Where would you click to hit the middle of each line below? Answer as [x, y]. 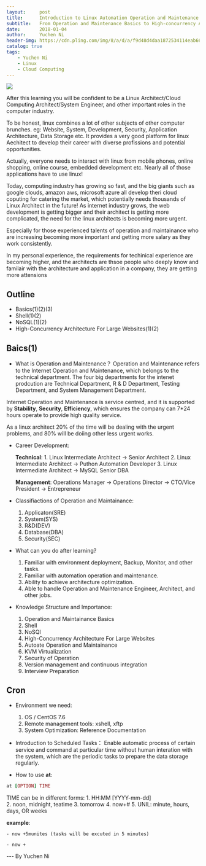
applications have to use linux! [44, 174]
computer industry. [30, 111]
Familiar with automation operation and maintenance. [91, 575]
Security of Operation [52, 658]
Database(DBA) [44, 532]
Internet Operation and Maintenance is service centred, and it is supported [101, 402]
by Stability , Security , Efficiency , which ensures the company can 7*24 [98, 408]
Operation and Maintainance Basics [69, 619]
